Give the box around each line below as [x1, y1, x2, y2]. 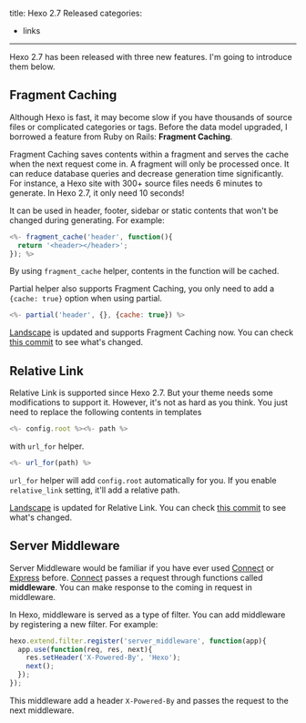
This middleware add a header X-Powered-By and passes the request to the [9, 695, 289, 706]
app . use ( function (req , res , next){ [17, 645, 153, 654]
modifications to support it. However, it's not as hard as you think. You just [9, 397, 289, 408]
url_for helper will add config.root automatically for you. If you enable [9, 474, 277, 485]
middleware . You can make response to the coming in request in [9, 582, 252, 593]
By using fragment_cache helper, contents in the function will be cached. [9, 266, 280, 277]
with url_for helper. [9, 441, 85, 452]
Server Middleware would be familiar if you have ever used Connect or [9, 562, 275, 573]
